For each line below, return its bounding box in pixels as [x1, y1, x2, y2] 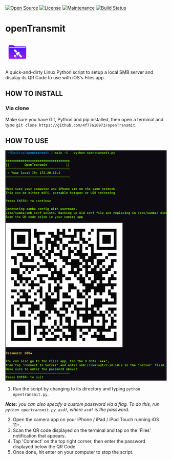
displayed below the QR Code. [12, 444, 77, 450]
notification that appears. [12, 433, 66, 439]
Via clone [5, 105, 30, 112]
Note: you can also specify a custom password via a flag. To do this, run [5, 401, 160, 407]
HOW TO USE [5, 137, 49, 145]
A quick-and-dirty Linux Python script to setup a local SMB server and [5, 69, 154, 75]
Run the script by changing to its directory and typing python [12, 386, 141, 392]
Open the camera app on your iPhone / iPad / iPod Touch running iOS [12, 417, 160, 423]
